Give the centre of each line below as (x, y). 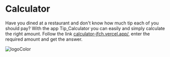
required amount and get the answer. (44, 39)
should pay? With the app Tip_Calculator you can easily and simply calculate (85, 28)
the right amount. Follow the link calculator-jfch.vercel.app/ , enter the (78, 34)
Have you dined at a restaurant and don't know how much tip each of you (82, 23)
